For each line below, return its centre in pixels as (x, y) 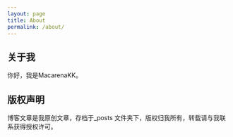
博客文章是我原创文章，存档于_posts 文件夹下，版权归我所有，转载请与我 (114, 118)
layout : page (26, 14)
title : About (26, 20)
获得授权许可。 (35, 126)
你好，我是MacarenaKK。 (45, 75)
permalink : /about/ (36, 27)
